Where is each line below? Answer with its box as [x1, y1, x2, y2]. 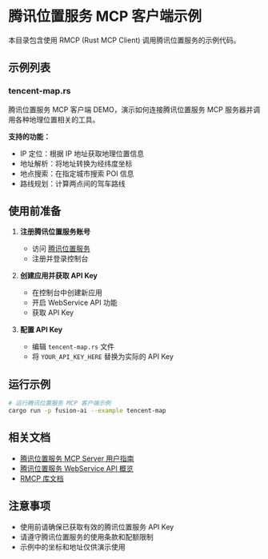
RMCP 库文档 [19, 473, 64, 483]
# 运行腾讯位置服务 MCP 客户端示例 [8, 399, 111, 408]
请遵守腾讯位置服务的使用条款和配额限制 [19, 532, 154, 541]
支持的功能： [8, 131, 50, 141]
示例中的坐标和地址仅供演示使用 [19, 541, 126, 552]
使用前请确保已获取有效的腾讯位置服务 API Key [19, 521, 174, 532]
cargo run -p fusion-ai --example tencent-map [8, 407, 166, 415]
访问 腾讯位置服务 [31, 244, 90, 254]
